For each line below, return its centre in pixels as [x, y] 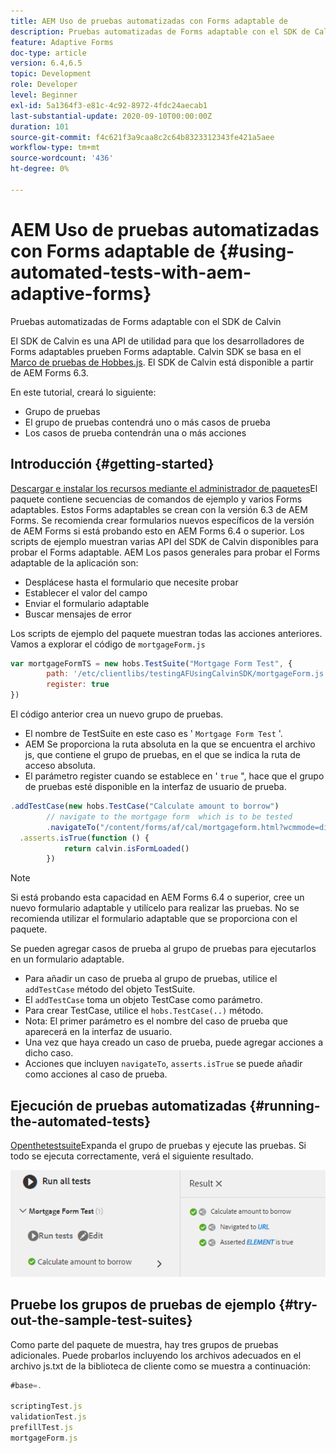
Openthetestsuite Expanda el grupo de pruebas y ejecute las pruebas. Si [158, 1146]
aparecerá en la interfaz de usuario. [98, 1032]
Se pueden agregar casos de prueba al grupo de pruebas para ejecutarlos [163, 949]
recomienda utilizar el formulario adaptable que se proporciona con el [154, 919]
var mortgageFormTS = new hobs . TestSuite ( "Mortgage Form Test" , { [151, 663]
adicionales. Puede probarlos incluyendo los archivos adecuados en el [156, 1355]
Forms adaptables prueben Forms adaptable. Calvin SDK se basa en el [156, 351]
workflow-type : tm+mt [55, 148]
